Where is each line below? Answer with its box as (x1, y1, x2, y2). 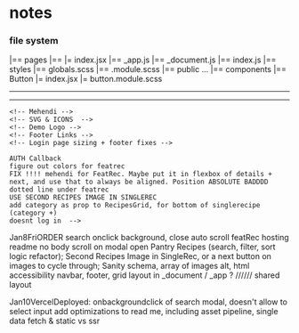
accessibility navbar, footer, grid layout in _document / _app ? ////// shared (9, 270, 280, 280)
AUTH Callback (9, 154, 62, 163)
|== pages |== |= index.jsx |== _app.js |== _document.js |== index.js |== (9, 54, 277, 65)
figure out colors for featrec (9, 162, 125, 171)
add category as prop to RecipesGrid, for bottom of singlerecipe (9, 201, 261, 210)
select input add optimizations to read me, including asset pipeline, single (9, 306, 279, 317)
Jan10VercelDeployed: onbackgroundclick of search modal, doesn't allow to (9, 296, 287, 307)
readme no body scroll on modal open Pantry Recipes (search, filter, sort (9, 241, 276, 252)
